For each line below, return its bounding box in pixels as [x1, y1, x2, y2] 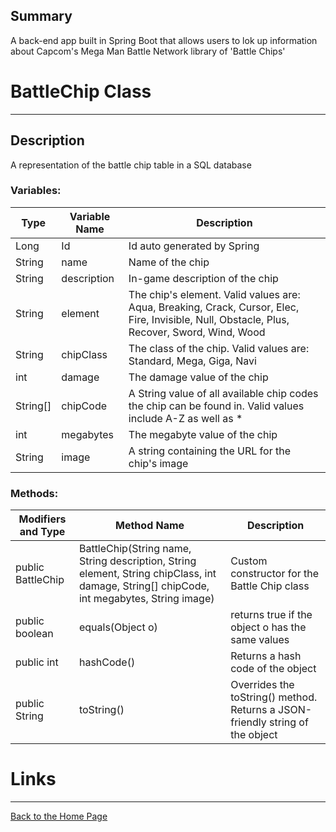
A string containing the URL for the [128, 444, 291, 458]
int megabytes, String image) [78, 592, 215, 606]
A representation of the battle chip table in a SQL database [10, 159, 252, 171]
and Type [19, 525, 66, 539]
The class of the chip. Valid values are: [128, 341, 310, 355]
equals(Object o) [78, 620, 158, 634]
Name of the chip [128, 255, 210, 269]
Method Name [115, 519, 185, 533]
